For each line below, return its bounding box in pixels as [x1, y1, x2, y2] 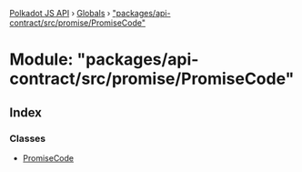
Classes [9, 132, 46, 145]
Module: [9, 49, 74, 70]
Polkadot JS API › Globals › [9, 8, 111, 18]
